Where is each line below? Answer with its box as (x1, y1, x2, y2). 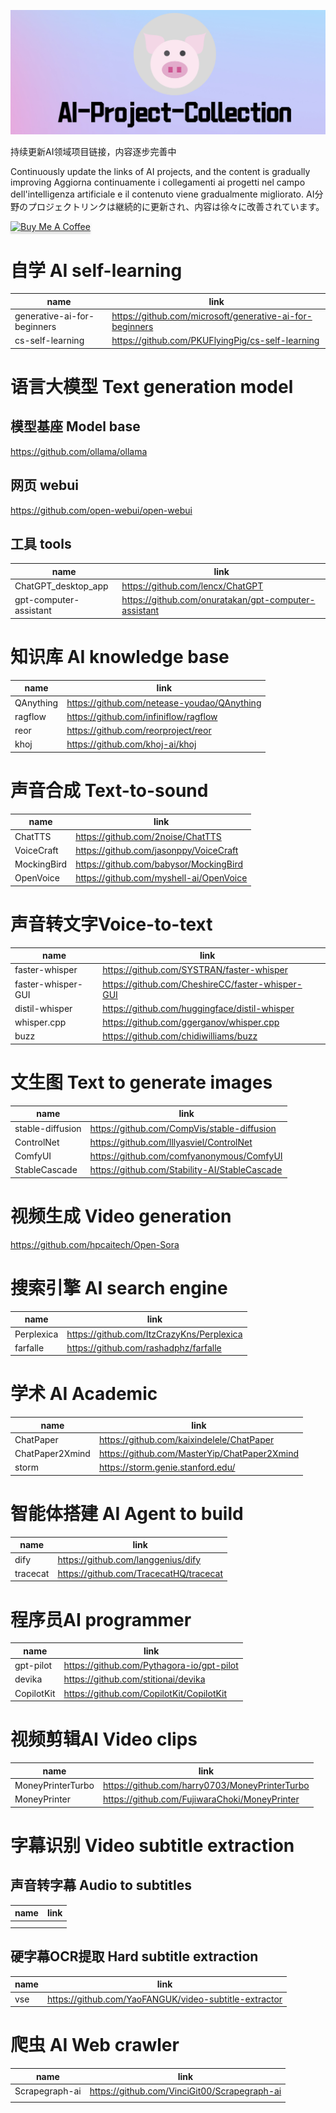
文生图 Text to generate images (10, 1071, 273, 1094)
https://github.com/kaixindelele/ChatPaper (98, 1433, 275, 1445)
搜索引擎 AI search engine (10, 1277, 228, 1300)
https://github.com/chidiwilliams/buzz (102, 1030, 258, 1042)
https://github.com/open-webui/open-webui (10, 504, 193, 516)
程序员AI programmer (10, 1608, 192, 1631)
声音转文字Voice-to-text (10, 913, 213, 935)
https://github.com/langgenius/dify (57, 1553, 202, 1565)
